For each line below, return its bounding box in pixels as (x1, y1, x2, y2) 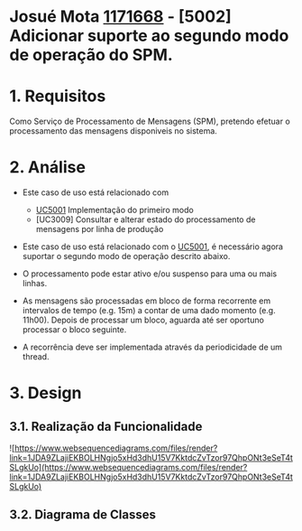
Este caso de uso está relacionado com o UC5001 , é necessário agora (22, 241, 284, 252)
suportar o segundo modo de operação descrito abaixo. (22, 251, 231, 262)
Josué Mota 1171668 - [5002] (9, 6, 232, 27)
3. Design (9, 383, 82, 404)
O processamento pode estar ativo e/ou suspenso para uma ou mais (22, 268, 278, 279)
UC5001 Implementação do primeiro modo (35, 205, 194, 216)
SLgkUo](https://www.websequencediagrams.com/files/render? (9, 462, 248, 473)
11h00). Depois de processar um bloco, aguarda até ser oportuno (22, 314, 264, 326)
